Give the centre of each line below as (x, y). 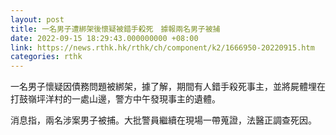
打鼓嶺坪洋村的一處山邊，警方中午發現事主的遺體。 (115, 99)
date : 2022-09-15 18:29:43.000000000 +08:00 (104, 38)
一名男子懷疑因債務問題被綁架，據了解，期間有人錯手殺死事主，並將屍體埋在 (168, 87)
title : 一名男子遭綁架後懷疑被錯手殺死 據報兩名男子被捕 (115, 29)
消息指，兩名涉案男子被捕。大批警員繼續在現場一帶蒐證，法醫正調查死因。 (163, 120)
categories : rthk (46, 57)
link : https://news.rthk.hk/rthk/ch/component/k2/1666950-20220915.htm (162, 47)
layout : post (37, 19)
